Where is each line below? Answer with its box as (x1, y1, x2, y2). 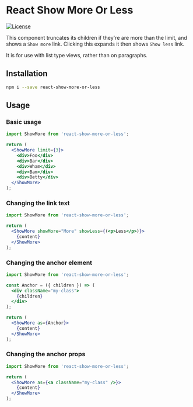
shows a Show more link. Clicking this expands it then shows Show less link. (6, 40, 185, 47)
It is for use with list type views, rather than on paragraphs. (6, 51, 148, 58)
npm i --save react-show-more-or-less (6, 84, 100, 90)
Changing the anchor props (6, 350, 86, 358)
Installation (6, 68, 48, 79)
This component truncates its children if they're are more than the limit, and (6, 34, 188, 41)
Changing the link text (6, 199, 70, 207)
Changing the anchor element (6, 258, 92, 267)
